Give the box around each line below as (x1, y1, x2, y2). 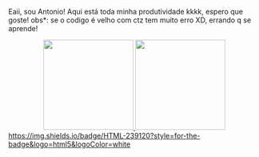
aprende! (8, 24, 38, 33)
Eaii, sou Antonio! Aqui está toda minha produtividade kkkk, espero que (8, 7, 244, 16)
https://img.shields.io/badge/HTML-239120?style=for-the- (8, 131, 201, 140)
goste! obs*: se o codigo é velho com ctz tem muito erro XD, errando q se (8, 15, 252, 25)
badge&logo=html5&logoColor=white (8, 139, 131, 149)
